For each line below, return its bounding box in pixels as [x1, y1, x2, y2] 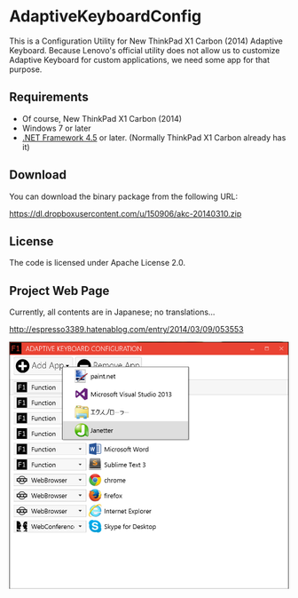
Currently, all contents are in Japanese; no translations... [9, 307, 216, 317]
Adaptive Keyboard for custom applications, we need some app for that [9, 54, 271, 65]
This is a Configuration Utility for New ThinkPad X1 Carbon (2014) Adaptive [9, 36, 284, 46]
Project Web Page [9, 283, 110, 299]
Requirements [9, 90, 89, 105]
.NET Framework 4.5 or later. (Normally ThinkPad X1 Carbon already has [21, 132, 286, 143]
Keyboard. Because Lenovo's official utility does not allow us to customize [9, 44, 281, 55]
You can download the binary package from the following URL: [9, 191, 239, 202]
